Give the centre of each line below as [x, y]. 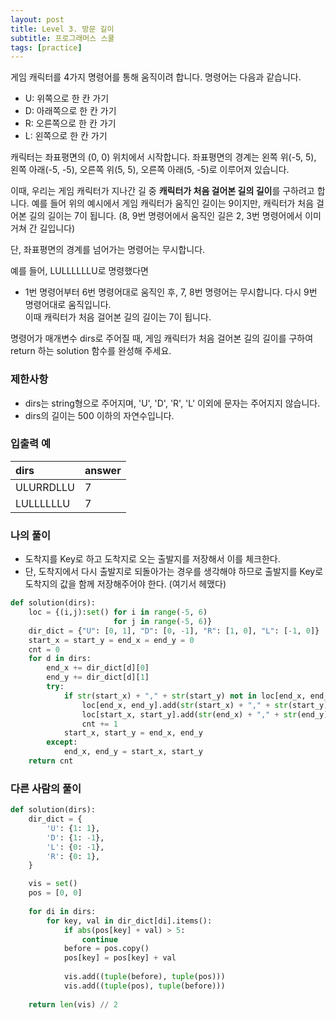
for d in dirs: [60, 659]
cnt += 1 [99, 724]
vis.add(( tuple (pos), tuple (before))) [144, 986]
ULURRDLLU [45, 487]
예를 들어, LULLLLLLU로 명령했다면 [79, 271]
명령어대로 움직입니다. [68, 305]
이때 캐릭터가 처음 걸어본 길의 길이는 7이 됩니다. [118, 317]
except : [62, 742]
